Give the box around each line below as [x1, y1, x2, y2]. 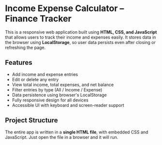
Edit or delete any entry [12, 76, 59, 82]
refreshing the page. [5, 44, 46, 50]
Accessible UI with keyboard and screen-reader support [12, 102, 124, 108]
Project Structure [5, 116, 58, 125]
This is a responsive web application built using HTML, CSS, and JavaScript [5, 29, 157, 35]
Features [5, 58, 32, 67]
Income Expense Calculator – [5, 3, 124, 14]
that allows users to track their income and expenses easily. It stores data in [5, 34, 156, 40]
